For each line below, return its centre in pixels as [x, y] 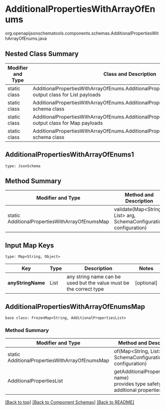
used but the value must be [98, 283]
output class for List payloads [67, 95]
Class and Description [130, 74]
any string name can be [94, 277]
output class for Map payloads [68, 123]
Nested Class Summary [42, 54]
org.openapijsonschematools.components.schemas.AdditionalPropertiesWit [82, 33]
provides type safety [137, 384]
